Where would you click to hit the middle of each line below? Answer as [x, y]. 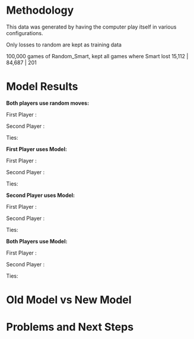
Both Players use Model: [37, 241]
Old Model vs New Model [69, 300]
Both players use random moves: [48, 103]
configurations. [25, 33]
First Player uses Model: [36, 149]
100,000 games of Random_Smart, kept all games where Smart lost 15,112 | [97, 56]
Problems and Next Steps [70, 327]
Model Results [42, 87]
